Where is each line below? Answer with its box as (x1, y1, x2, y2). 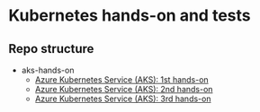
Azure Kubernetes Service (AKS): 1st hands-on (34, 74, 209, 85)
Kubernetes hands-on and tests (8, 5, 251, 26)
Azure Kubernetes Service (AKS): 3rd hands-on (34, 93, 211, 104)
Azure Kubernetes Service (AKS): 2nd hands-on (34, 84, 213, 94)
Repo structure (8, 41, 94, 56)
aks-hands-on (21, 65, 75, 75)
